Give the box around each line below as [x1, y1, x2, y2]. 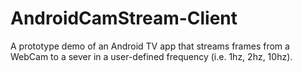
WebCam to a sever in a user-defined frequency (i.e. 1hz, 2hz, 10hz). [10, 50, 293, 62]
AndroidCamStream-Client [10, 7, 238, 30]
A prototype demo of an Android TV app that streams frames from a [10, 40, 290, 52]
